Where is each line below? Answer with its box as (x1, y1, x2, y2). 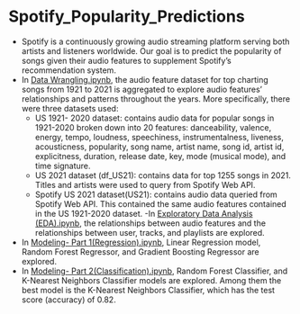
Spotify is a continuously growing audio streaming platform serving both (21, 36, 290, 47)
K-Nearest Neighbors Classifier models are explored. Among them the (21, 274, 282, 285)
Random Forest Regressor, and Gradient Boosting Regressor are (21, 246, 259, 257)
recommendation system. (21, 65, 116, 76)
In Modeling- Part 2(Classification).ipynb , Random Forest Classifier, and (21, 265, 288, 276)
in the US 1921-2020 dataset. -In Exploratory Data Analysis (34, 208, 253, 219)
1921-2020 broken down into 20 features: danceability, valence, (34, 121, 272, 132)
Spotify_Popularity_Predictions (8, 6, 245, 27)
